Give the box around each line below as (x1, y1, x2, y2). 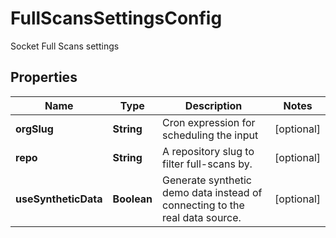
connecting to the (162, 198, 245, 212)
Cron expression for (162, 115, 256, 129)
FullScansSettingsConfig (10, 7, 223, 30)
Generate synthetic (162, 173, 252, 187)
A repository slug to (162, 144, 255, 158)
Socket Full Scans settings (10, 40, 120, 52)
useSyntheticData (15, 192, 103, 206)
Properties (10, 69, 78, 86)
